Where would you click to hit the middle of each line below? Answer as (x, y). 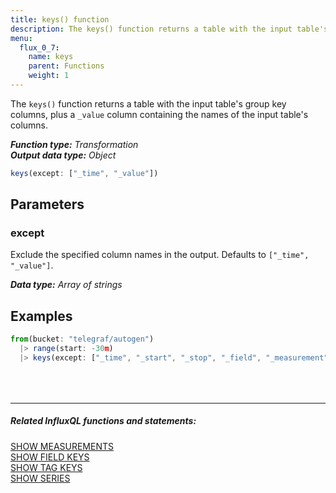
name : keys (51, 57)
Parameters (47, 204)
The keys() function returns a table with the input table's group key (148, 103)
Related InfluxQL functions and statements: (103, 421)
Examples (41, 316)
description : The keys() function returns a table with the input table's (169, 29)
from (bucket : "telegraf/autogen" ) (82, 339)
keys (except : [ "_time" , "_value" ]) (84, 173)
